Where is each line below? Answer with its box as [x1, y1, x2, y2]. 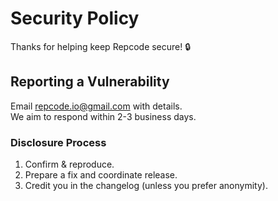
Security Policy [10, 7, 140, 30]
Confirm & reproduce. [24, 158, 115, 171]
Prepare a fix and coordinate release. [24, 169, 178, 181]
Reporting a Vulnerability [10, 73, 170, 91]
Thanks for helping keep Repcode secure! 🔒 [10, 40, 192, 52]
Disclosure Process [10, 135, 107, 149]
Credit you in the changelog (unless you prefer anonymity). [24, 180, 268, 192]
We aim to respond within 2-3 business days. [10, 110, 197, 122]
